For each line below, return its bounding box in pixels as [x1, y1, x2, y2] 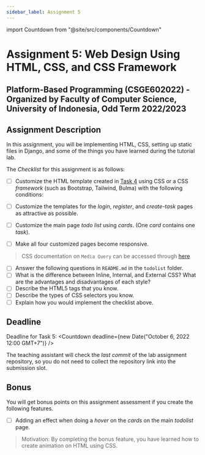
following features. [6, 405, 54, 412]
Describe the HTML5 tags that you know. [15, 285, 119, 292]
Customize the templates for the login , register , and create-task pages [15, 203, 193, 210]
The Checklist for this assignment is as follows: [6, 166, 125, 173]
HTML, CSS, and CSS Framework [6, 60, 177, 74]
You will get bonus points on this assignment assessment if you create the [6, 399, 193, 406]
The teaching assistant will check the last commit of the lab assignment [6, 352, 187, 359]
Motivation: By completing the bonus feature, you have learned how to [21, 435, 199, 443]
